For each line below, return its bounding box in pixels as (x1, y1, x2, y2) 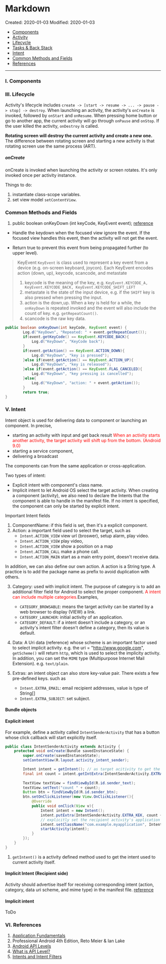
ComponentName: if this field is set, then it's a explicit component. (12, 522, 148, 528)
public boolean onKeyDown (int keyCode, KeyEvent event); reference (12, 220, 154, 226)
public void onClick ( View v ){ (31, 804, 94, 809)
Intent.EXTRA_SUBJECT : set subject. (19, 695, 90, 701)
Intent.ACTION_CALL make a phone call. (19, 548, 100, 555)
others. (5, 574, 20, 580)
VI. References (5, 921, 41, 928)
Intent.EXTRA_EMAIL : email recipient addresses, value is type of (19, 685, 148, 691)
